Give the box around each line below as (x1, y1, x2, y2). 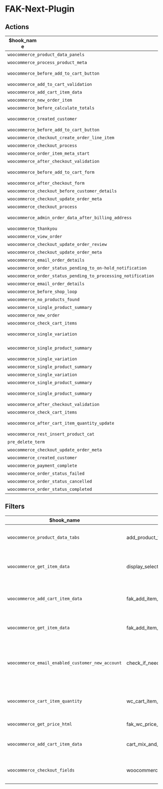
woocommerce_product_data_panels (7, 52, 85, 57)
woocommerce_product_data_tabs (7, 534, 80, 540)
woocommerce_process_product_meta (7, 60, 87, 65)
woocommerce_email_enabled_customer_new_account (7, 660, 122, 665)
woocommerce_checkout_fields (7, 767, 75, 773)
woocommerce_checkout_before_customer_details (7, 188, 117, 193)
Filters (5, 502, 25, 511)
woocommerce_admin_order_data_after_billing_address (7, 215, 132, 220)
